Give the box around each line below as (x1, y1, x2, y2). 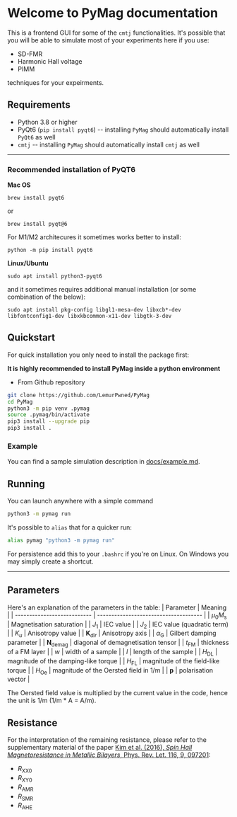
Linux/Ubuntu (7, 259, 49, 268)
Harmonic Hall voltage (17, 57, 83, 65)
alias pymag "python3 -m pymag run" (7, 537, 115, 544)
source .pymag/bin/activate (7, 411, 90, 418)
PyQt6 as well (17, 132, 56, 141)
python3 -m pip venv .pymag (7, 405, 90, 412)
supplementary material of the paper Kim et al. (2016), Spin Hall (7, 743, 193, 752)
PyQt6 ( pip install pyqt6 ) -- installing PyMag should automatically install (17, 125, 229, 134)
